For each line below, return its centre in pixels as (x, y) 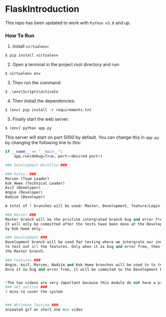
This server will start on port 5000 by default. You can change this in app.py (82, 137)
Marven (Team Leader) (27, 179)
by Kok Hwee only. (24, 229)
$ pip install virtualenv (32, 55)
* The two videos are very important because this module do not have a (80, 282)
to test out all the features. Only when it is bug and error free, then (83, 247)
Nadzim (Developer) (25, 197)
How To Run (20, 36)
